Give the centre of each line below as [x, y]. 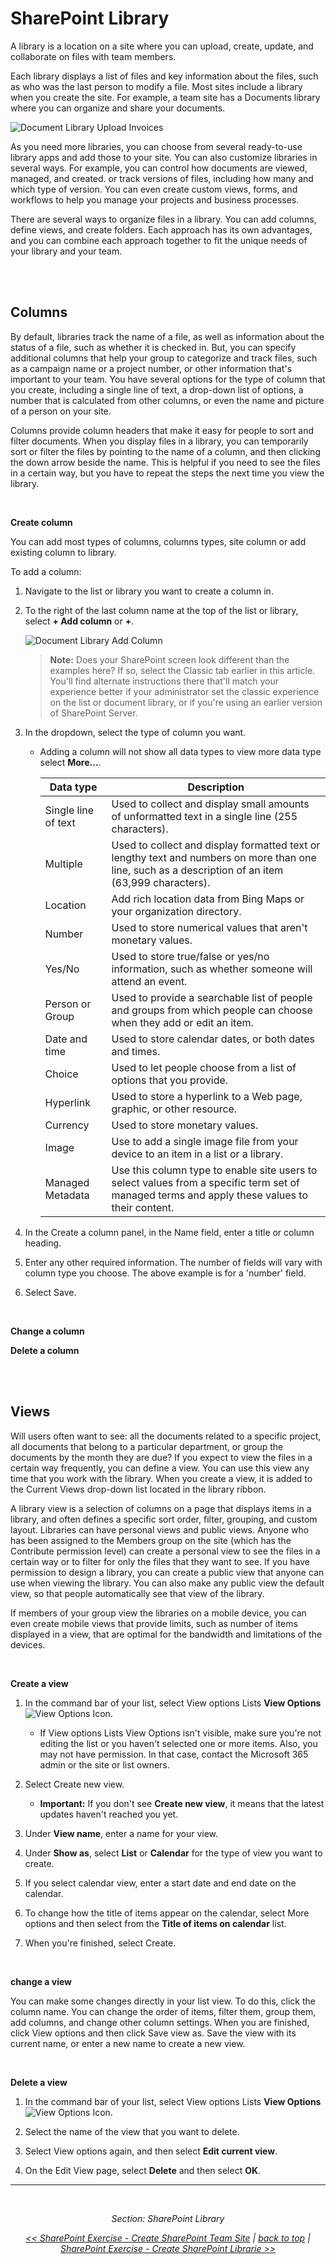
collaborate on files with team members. [93, 56]
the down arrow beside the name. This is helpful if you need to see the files [165, 462]
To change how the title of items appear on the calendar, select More [167, 1913]
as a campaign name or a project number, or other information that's [151, 368]
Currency [67, 1125]
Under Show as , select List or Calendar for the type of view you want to [173, 1853]
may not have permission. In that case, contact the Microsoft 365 [174, 1754]
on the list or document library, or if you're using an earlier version [186, 702]
